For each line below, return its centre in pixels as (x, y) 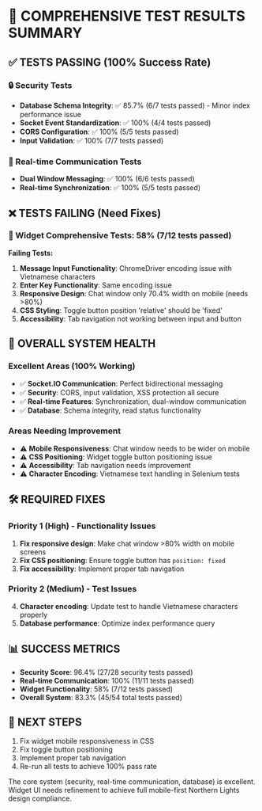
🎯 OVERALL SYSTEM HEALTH (82, 344)
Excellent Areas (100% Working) (72, 366)
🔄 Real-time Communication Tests (75, 162)
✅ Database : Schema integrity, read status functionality (110, 410)
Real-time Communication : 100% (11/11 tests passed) (107, 680)
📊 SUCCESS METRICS (64, 649)
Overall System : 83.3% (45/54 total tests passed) (101, 697)
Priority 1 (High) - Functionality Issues (82, 526)
